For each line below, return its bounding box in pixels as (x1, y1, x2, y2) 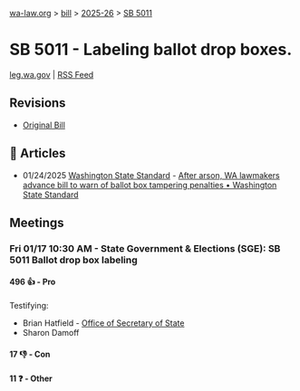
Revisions (9, 95, 66, 111)
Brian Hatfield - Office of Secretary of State (22, 318, 185, 329)
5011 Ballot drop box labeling (9, 253, 138, 266)
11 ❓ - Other (9, 373, 53, 384)
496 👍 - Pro (9, 276, 56, 288)
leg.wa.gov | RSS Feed (9, 69, 94, 80)
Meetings (9, 215, 65, 230)
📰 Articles (9, 146, 66, 161)
